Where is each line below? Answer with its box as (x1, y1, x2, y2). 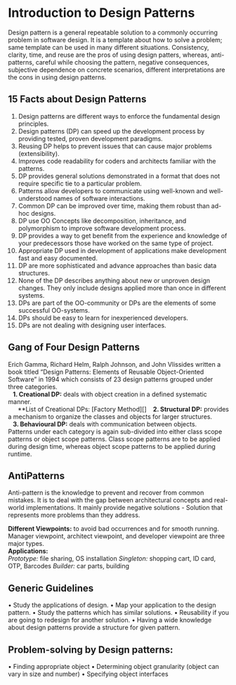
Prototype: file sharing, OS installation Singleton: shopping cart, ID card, (8, 554, 216, 563)
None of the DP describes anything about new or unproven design (18, 276, 211, 285)
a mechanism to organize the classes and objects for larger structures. (8, 412, 213, 421)
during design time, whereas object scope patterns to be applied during (8, 442, 216, 450)
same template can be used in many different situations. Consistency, (8, 43, 209, 51)
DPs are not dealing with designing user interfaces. (18, 321, 167, 330)
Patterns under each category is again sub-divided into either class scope (8, 427, 223, 436)
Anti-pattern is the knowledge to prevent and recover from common (8, 488, 204, 497)
